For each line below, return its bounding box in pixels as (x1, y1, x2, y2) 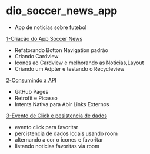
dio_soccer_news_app (6, 4, 118, 18)
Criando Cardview (14, 53, 59, 60)
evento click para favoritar (14, 123, 78, 130)
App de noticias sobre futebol (14, 24, 87, 31)
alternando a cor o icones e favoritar (14, 136, 104, 143)
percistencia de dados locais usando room (14, 130, 118, 137)
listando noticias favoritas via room (14, 142, 100, 149)
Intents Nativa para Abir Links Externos (14, 100, 109, 107)
